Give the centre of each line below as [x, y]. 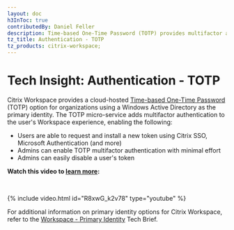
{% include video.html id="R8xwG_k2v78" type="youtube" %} [97, 198]
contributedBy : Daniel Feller [51, 26]
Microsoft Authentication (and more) [69, 143]
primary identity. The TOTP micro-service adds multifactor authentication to [116, 114]
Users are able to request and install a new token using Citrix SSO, [112, 135]
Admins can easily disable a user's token [76, 158]
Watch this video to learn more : [54, 171]
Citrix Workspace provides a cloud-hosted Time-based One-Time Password [116, 100]
